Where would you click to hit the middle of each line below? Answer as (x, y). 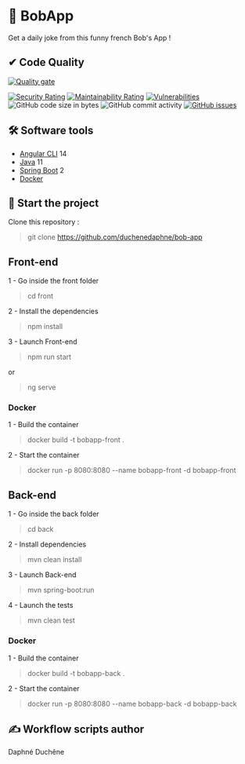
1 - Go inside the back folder (54, 514)
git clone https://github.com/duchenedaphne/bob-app (115, 237)
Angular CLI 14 (43, 153)
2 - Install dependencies (47, 544)
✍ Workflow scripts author (76, 729)
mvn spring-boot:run (61, 590)
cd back (40, 529)
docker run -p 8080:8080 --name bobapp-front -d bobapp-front (132, 470)
